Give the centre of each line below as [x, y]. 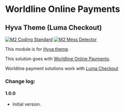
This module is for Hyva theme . [37, 49]
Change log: [20, 81]
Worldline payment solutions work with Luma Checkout [62, 68]
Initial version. [27, 104]
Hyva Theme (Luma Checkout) [54, 28]
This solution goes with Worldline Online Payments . [58, 59]
